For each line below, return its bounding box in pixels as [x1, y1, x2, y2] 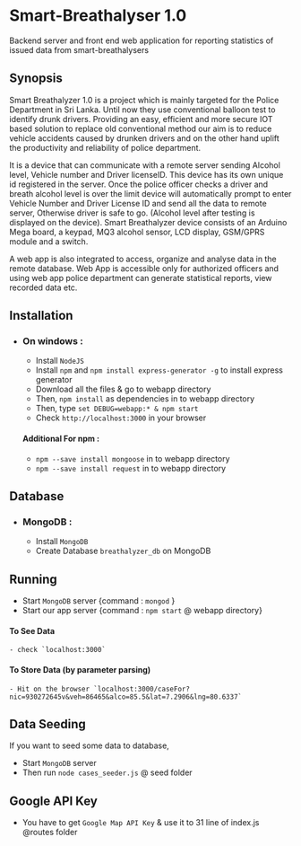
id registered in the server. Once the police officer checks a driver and [9, 179, 269, 189]
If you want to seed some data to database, [9, 740, 170, 751]
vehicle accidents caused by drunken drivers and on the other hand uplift [9, 132, 279, 144]
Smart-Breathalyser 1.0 [9, 5, 187, 26]
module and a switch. [9, 235, 89, 247]
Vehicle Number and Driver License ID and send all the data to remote [9, 198, 267, 208]
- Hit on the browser [9, 684, 90, 693]
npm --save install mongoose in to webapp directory [35, 453, 230, 463]
